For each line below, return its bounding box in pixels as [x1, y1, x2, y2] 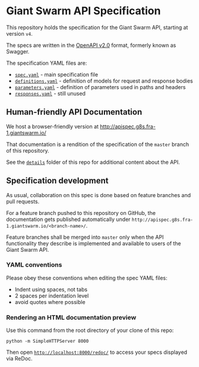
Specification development [6, 176, 109, 186]
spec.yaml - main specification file [14, 71, 99, 78]
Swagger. [6, 48, 30, 55]
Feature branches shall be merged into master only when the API [6, 233, 164, 241]
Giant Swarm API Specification [6, 4, 161, 18]
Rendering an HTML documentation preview [6, 313, 137, 321]
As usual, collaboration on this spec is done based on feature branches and [6, 191, 191, 198]
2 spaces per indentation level [14, 292, 89, 299]
